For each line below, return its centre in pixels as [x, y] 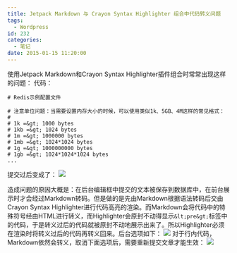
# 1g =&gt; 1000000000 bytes [50, 148]
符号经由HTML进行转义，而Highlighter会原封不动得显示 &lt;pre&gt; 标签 [117, 216]
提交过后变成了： [32, 174]
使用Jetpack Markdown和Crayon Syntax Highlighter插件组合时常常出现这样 [117, 74]
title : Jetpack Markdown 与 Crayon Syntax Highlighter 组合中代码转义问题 [114, 14]
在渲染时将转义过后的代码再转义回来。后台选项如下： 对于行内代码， [111, 233]
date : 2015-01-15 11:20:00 [47, 54]
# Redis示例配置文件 [34, 97]
